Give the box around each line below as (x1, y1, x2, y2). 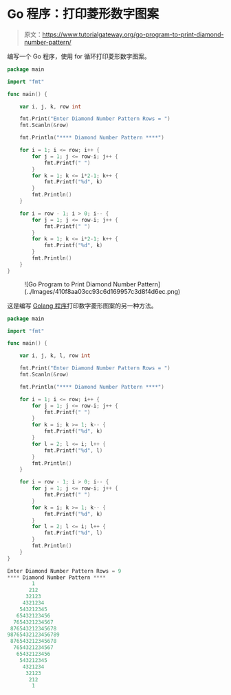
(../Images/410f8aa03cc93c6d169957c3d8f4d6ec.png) (24, 287, 181, 295)
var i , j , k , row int (19, 103, 81, 110)
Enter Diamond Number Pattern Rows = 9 (7, 567, 122, 574)
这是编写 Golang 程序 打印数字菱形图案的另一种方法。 (7, 301, 157, 310)
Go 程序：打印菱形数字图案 (7, 6, 159, 22)
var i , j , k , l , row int (19, 352, 91, 359)
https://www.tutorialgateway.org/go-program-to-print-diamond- (42, 30, 224, 38)
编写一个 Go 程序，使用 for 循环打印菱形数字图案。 (7, 52, 151, 60)
